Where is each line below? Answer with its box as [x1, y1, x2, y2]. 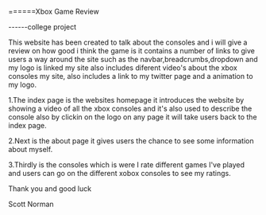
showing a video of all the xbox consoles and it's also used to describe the [8, 104, 253, 113]
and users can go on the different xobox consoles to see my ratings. [8, 169, 232, 178]
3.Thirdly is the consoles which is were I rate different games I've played [8, 160, 245, 170]
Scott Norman [8, 199, 54, 209]
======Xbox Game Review [8, 7, 99, 16]
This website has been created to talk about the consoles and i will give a [8, 37, 248, 47]
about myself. [8, 145, 53, 154]
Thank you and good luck [8, 184, 92, 193]
